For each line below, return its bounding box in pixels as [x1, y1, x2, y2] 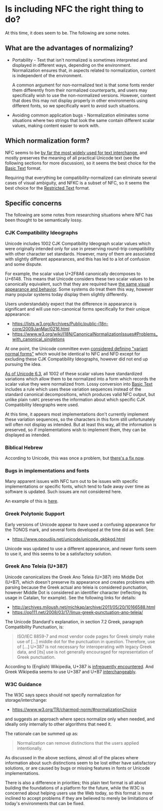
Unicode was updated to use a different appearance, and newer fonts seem [5, 545, 157, 552]
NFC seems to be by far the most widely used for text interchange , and [5, 150, 147, 156]
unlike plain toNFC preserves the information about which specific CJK [5, 396, 145, 402]
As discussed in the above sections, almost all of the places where [5, 755, 139, 761]
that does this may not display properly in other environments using [12, 98, 148, 103]
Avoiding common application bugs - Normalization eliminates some [12, 112, 149, 118]
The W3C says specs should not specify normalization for [5, 692, 122, 698]
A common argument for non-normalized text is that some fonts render [12, 82, 155, 88]
